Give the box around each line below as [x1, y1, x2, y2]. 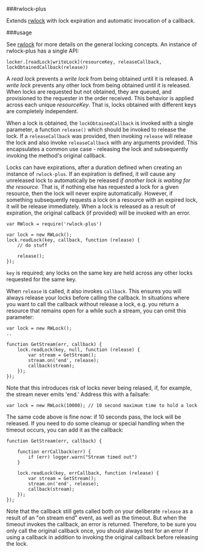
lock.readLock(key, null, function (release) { [17, 347, 140, 353]
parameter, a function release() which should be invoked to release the [6, 126, 186, 133]
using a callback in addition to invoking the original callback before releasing [6, 534, 199, 540]
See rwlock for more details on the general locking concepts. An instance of [6, 41, 197, 48]
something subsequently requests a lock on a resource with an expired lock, [6, 196, 198, 204]
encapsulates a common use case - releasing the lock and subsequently [6, 145, 189, 152]
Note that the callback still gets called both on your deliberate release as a [6, 507, 193, 515]
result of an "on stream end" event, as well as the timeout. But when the [6, 514, 187, 521]
